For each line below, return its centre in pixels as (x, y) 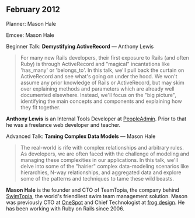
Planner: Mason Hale (31, 23)
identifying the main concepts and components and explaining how (101, 101)
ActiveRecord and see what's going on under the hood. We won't (99, 76)
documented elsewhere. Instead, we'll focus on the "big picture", (98, 95)
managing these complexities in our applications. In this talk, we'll (99, 160)
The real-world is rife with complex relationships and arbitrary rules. (102, 147)
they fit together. (40, 107)
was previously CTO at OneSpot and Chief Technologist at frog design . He (95, 202)
